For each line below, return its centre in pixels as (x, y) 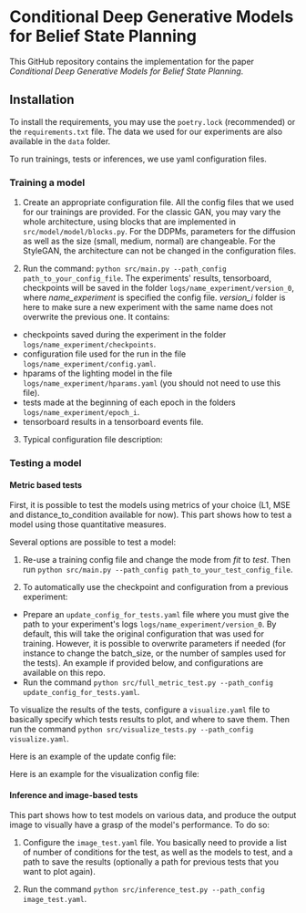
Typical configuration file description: (93, 440)
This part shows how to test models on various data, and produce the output (153, 815)
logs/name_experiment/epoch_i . (81, 412)
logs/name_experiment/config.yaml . (89, 364)
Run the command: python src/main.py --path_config (124, 269)
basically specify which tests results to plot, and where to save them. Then (149, 720)
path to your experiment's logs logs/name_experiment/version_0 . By (149, 624)
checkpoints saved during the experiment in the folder (124, 335)
